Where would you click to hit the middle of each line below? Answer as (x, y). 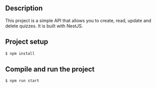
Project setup (27, 42)
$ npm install (20, 53)
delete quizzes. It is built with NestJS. (44, 26)
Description (24, 8)
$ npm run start (22, 81)
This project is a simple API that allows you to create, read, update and (78, 20)
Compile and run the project (50, 69)
